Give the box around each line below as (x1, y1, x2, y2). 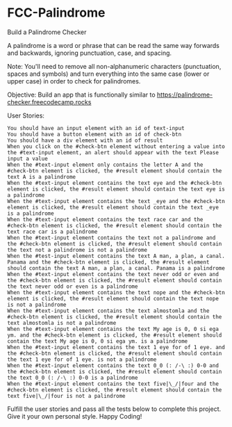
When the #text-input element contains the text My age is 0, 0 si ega (7, 325, 219, 332)
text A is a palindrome (7, 173, 76, 180)
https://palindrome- (156, 90, 213, 99)
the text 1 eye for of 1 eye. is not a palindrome (7, 356, 157, 363)
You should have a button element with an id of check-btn (7, 131, 182, 138)
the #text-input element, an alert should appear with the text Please (7, 149, 219, 156)
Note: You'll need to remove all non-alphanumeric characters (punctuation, (7, 62, 222, 70)
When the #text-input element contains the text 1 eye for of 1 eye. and (7, 344, 226, 351)
